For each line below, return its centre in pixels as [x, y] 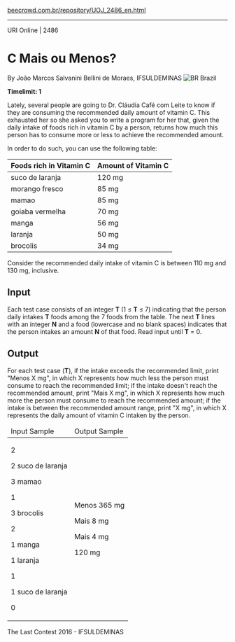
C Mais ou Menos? [62, 58]
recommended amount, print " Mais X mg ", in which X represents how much [116, 393]
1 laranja [25, 560]
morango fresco [37, 188]
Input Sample [33, 431]
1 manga [25, 544]
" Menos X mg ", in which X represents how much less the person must [108, 378]
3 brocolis [27, 512]
